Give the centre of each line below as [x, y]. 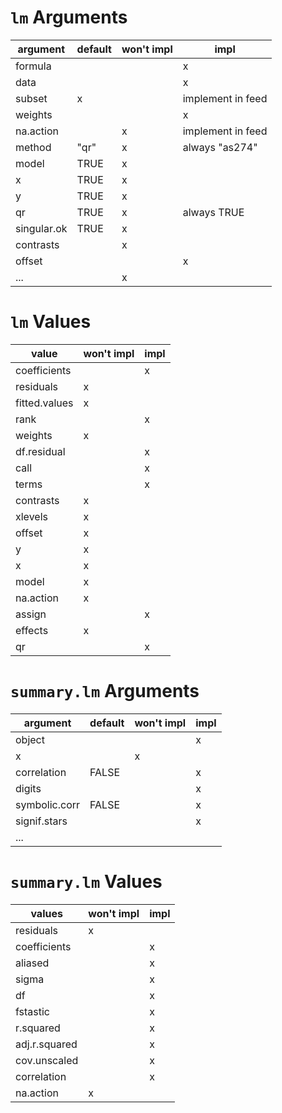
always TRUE [213, 212]
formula [33, 66]
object [30, 739]
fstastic [32, 1011]
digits [28, 788]
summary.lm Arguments [105, 691]
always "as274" [220, 147]
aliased [32, 963]
